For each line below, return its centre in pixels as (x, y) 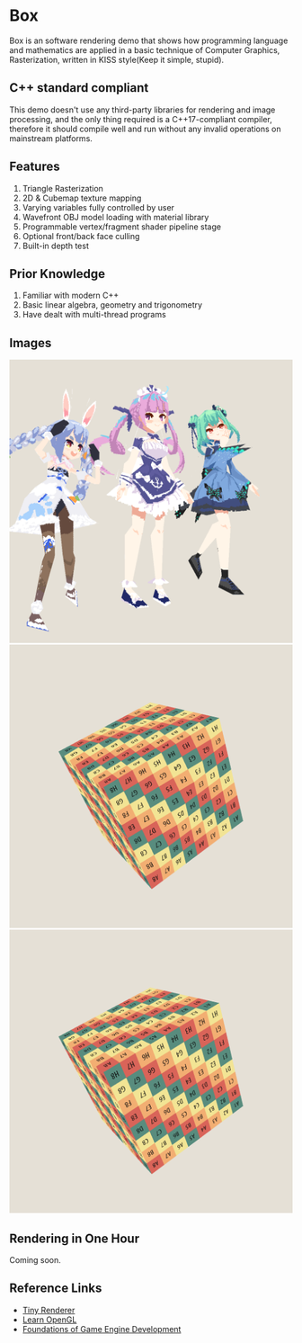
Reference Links (56, 1289)
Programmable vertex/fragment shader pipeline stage (122, 227)
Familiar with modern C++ (71, 295)
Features (35, 167)
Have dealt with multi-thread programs (94, 315)
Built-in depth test (56, 246)
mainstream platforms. (51, 138)
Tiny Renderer (49, 1310)
